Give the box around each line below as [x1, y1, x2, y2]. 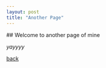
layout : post [6, 8, 40, 15]
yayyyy [6, 43, 25, 50]
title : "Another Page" [6, 15, 64, 21]
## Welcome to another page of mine [6, 31, 101, 38]
